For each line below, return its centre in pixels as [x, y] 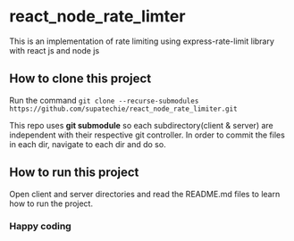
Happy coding [40, 227]
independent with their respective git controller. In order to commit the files [147, 135]
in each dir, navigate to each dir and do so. [88, 144]
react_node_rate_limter [97, 17]
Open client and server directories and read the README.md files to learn [145, 194]
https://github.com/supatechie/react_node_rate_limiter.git [124, 109]
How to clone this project [80, 79]
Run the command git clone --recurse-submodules [104, 100]
